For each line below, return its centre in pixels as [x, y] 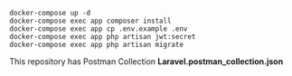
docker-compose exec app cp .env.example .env [99, 29]
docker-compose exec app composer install [90, 21]
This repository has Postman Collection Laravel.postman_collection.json [146, 62]
